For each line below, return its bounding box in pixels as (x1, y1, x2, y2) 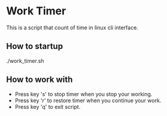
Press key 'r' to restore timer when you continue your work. (14, 97, 162, 104)
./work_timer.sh (6, 57, 44, 64)
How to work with (6, 75, 73, 85)
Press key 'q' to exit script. (14, 103, 81, 110)
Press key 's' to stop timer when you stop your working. (14, 90, 153, 97)
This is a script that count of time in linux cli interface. (6, 24, 139, 31)
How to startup (6, 41, 63, 51)
